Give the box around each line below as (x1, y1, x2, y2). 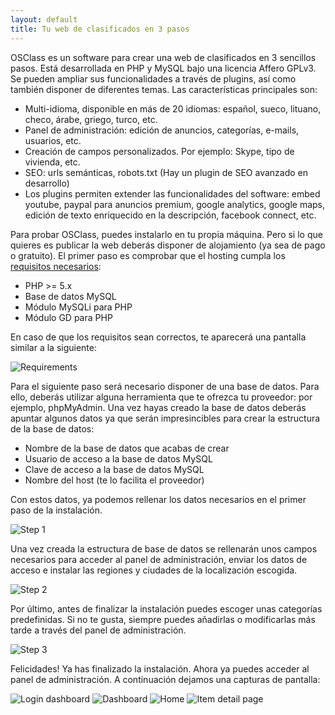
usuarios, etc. (24, 134, 82, 146)
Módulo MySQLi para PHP (24, 301, 133, 313)
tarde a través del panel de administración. (10, 624, 187, 636)
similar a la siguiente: (10, 341, 97, 353)
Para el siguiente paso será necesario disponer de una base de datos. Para (10, 380, 320, 392)
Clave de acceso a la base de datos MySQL (24, 463, 205, 475)
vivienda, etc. (24, 156, 81, 168)
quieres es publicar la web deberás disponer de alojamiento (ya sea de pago (10, 239, 326, 251)
